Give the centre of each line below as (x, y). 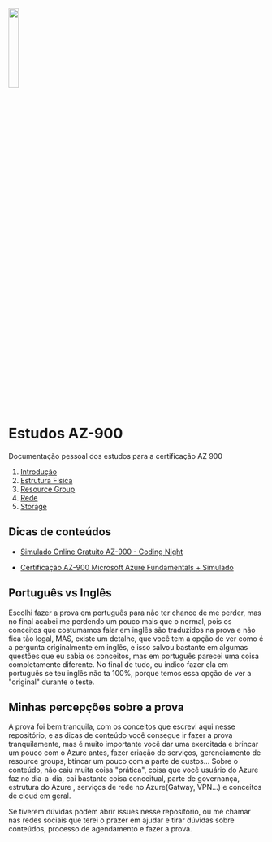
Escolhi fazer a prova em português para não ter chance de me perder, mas (135, 613)
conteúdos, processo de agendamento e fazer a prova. (100, 829)
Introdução (39, 472)
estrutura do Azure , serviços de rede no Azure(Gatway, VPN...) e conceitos (135, 787)
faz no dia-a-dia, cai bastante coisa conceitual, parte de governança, (124, 779)
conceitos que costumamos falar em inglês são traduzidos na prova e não (132, 630)
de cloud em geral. (40, 796)
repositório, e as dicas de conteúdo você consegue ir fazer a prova (121, 735)
